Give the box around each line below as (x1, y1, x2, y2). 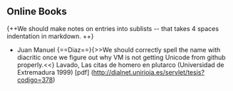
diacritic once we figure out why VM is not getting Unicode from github (16, 53, 226, 61)
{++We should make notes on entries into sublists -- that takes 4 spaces (6, 24, 219, 32)
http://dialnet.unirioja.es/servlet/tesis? (93, 68, 204, 76)
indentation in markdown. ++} (6, 32, 94, 40)
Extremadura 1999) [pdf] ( (16, 68, 94, 76)
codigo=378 (16, 75, 53, 84)
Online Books (6, 6, 67, 18)
